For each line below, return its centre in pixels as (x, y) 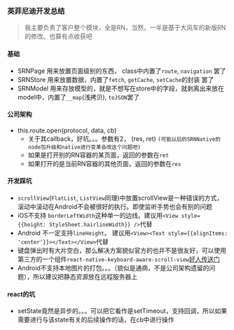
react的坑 (21, 294)
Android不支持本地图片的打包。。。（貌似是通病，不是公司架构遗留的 (113, 268)
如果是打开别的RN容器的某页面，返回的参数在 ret (98, 155)
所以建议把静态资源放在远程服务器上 (85, 276)
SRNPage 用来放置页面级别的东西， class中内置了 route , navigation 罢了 (122, 71)
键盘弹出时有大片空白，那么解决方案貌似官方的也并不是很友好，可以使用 (122, 250)
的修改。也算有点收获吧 (58, 36)
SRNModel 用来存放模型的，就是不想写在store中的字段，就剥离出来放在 (121, 88)
